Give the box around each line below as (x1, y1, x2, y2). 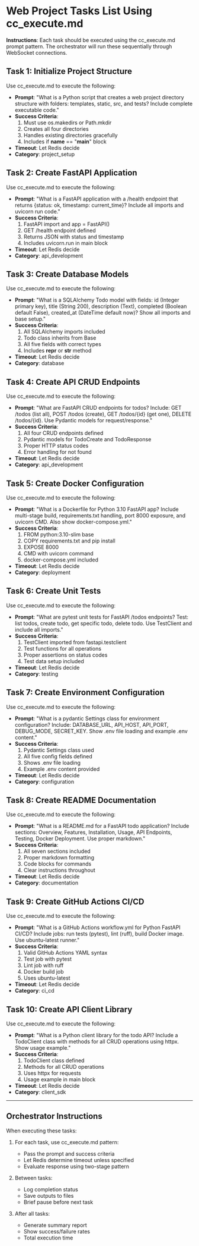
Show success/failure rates (23, 1228, 91, 1235)
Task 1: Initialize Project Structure (6, 67, 132, 77)
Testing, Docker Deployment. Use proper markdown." (14, 835, 146, 842)
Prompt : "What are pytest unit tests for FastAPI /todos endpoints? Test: (14, 613, 188, 620)
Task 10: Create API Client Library (6, 1004, 133, 1015)
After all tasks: (14, 1210, 50, 1217)
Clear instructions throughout (23, 867, 96, 874)
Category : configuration (14, 778, 75, 785)
